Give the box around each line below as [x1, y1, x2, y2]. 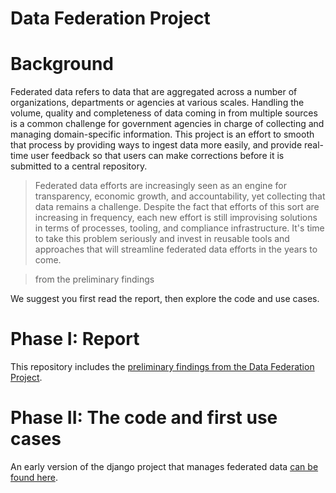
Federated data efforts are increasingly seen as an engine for [34, 180, 287, 192]
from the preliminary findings [34, 273, 155, 286]
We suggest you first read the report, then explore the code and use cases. [10, 293, 320, 305]
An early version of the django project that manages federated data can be [10, 461, 319, 472]
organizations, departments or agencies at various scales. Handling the [10, 97, 305, 109]
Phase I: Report [10, 328, 140, 351]
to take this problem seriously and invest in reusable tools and [34, 233, 290, 245]
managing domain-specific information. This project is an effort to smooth [10, 128, 315, 141]
